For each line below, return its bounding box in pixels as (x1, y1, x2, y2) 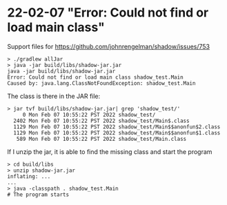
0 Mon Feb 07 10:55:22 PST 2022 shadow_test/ (22, 111, 156, 118)
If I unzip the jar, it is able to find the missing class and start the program (7, 147, 213, 156)
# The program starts (7, 191, 70, 198)
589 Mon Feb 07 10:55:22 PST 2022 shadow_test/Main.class (16, 135, 187, 142)
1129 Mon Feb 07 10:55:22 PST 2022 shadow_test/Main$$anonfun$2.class (13, 123, 221, 130)
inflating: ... (7, 173, 51, 180)
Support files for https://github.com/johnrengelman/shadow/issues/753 (7, 42, 210, 50)
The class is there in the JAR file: (7, 92, 101, 100)
